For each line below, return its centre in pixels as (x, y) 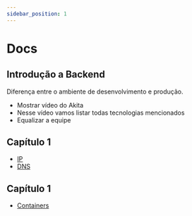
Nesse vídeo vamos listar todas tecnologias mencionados (101, 113)
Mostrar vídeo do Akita (50, 105)
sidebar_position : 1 (37, 14)
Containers (33, 205)
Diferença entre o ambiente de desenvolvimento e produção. (95, 91)
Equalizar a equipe (44, 120)
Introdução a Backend (56, 75)
